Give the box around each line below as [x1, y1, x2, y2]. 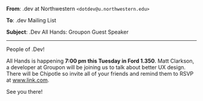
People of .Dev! [6, 46, 45, 53]
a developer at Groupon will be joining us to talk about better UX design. [6, 64, 186, 71]
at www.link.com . [6, 76, 50, 84]
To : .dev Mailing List [6, 17, 56, 23]
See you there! [6, 88, 43, 95]
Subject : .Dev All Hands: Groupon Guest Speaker [6, 28, 129, 35]
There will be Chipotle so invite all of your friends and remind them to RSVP [6, 70, 194, 77]
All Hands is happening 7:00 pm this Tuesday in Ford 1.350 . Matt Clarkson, [6, 57, 195, 64]
